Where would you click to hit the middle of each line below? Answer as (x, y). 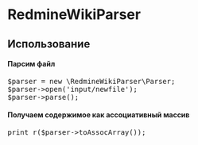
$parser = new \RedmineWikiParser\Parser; (91, 81)
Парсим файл (31, 64)
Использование (49, 44)
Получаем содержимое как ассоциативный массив (99, 115)
